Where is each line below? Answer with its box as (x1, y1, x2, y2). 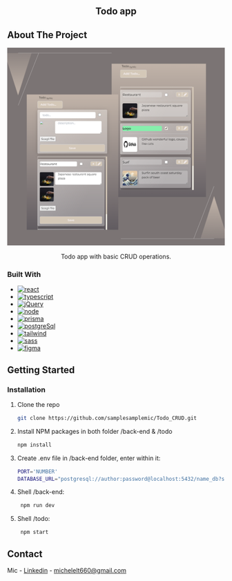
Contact (7, 548, 43, 560)
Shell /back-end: (17, 488, 65, 496)
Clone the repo (17, 400, 60, 408)
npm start (20, 528, 49, 536)
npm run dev (20, 502, 55, 509)
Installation (7, 385, 46, 394)
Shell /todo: (17, 515, 50, 523)
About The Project (7, 29, 88, 41)
